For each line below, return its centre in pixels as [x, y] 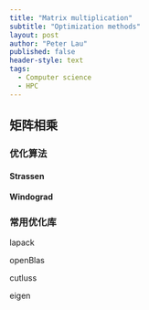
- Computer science [55, 78]
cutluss [23, 278]
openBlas [27, 261]
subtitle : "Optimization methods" [75, 27]
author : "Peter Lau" [49, 43]
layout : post [34, 35]
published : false [43, 52]
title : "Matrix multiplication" [71, 18]
